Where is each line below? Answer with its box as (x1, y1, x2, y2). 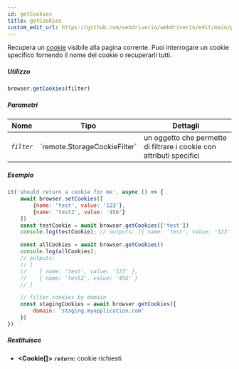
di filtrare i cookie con (143, 142, 217, 152)
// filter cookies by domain (20, 294, 107, 301)
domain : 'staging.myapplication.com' (33, 308, 144, 315)
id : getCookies (7, 10, 53, 18)
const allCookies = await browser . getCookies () (20, 241, 164, 248)
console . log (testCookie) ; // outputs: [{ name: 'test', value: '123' (20, 228, 231, 236)
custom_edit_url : (7, 24, 59, 31)
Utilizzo (7, 67, 31, 76)
